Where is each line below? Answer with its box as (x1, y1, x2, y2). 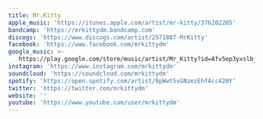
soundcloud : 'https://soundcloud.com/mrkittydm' (8, 70, 170, 78)
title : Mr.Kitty (8, 11, 61, 20)
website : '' (8, 92, 47, 99)
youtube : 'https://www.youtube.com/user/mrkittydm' (8, 99, 180, 106)
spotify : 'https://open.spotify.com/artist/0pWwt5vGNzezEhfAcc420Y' (8, 77, 236, 85)
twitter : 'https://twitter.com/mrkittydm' (8, 84, 149, 92)
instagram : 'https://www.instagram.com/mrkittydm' (8, 63, 177, 70)
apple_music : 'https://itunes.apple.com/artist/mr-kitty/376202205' (8, 19, 236, 27)
